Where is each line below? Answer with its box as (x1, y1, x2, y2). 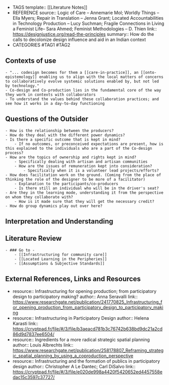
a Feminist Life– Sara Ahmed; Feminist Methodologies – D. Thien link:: (12, 26, 157, 32)
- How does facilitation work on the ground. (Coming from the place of (5, 172, 161, 178)
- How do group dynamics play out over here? (5, 203, 102, 208)
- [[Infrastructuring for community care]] (14, 252, 107, 257)
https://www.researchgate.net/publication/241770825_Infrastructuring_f (12, 298, 162, 305)
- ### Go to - (5, 247, 35, 252)
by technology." (5, 83, 39, 88)
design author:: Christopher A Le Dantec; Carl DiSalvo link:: (12, 363, 136, 369)
